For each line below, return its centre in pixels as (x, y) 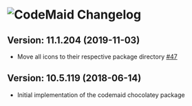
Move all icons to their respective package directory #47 (97, 56)
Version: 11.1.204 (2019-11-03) (74, 40)
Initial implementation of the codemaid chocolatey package (101, 95)
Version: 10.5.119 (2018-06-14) (74, 78)
